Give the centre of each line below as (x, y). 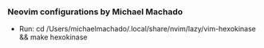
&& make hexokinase (53, 37)
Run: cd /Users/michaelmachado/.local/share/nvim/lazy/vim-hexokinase (137, 29)
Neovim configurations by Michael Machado (95, 12)
